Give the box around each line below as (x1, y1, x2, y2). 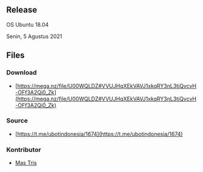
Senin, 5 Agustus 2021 (6, 33, 62, 40)
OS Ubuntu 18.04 (6, 21, 49, 28)
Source (6, 116, 28, 125)
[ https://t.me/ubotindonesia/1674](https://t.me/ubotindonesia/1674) (15, 130, 183, 137)
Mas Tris (15, 159, 38, 167)
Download (6, 68, 38, 77)
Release (6, 5, 38, 15)
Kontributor (6, 145, 41, 154)
